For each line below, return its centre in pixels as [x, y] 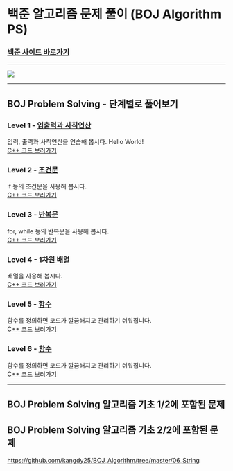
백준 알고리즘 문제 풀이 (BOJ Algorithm [114, 14]
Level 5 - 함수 [29, 304]
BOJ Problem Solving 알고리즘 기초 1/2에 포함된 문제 [116, 405]
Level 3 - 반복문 [33, 215]
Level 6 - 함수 [29, 349]
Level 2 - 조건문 [33, 170]
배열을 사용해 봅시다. [35, 276]
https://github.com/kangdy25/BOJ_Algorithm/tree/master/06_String [103, 460]
